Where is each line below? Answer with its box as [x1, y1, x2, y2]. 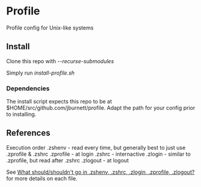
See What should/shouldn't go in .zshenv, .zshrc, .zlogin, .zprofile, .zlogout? [6, 168, 195, 176]
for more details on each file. [6, 174, 78, 182]
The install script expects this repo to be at [6, 98, 113, 105]
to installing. [6, 111, 37, 118]
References [6, 128, 51, 138]
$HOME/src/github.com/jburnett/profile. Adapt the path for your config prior [6, 104, 196, 112]
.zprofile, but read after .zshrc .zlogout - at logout [6, 156, 129, 164]
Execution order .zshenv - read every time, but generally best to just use [6, 144, 186, 151]
